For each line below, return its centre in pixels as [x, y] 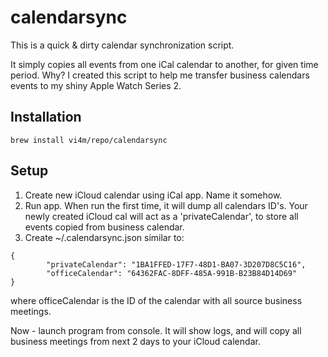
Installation [46, 117]
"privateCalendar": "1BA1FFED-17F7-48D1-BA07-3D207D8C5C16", [176, 264]
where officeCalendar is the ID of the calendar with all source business [156, 300]
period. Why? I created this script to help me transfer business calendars [160, 75]
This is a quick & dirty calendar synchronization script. [122, 45]
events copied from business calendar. [104, 227]
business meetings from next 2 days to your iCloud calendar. [135, 341]
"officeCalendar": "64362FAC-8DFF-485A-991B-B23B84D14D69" [172, 273]
